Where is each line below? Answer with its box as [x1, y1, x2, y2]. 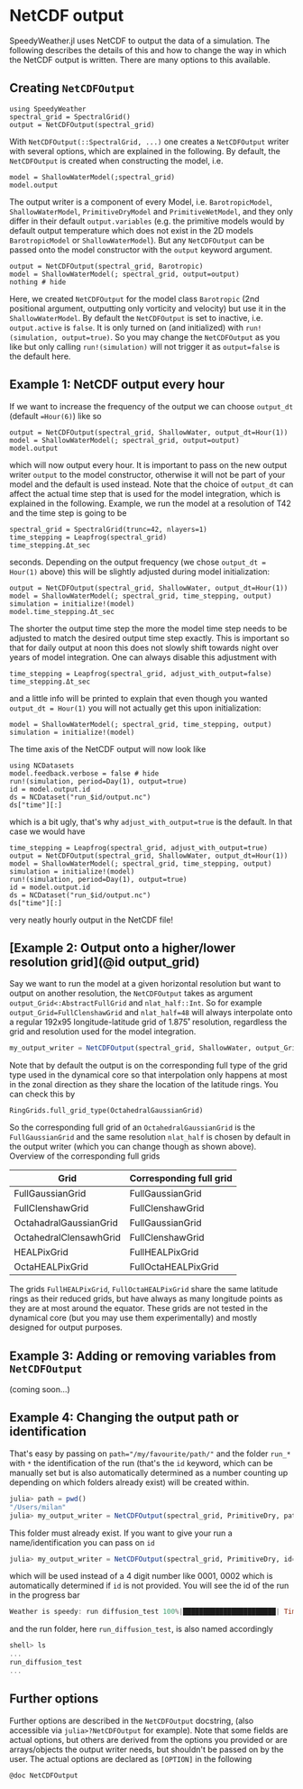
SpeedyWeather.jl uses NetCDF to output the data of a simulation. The [9, 35, 271, 46]
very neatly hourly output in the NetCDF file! [9, 914, 174, 925]
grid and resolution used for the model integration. [9, 1026, 197, 1037]
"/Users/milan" [9, 1502, 67, 1511]
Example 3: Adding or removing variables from [9, 1348, 277, 1363]
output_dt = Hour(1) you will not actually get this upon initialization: [9, 702, 262, 713]
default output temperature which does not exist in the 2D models [9, 225, 254, 235]
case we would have [9, 826, 86, 837]
